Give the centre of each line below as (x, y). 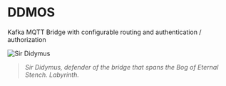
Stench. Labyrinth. (52, 75)
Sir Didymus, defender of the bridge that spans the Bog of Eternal (122, 67)
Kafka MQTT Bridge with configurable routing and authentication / (104, 32)
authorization (27, 39)
